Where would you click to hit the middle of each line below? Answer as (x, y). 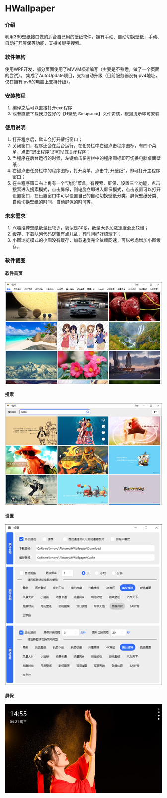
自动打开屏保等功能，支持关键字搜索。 (44, 43)
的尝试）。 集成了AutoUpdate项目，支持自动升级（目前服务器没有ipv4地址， (83, 75)
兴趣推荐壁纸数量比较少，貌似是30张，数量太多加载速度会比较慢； (81, 228)
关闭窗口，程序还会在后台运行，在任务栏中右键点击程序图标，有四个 (82, 146)
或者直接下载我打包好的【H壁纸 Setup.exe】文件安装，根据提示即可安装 (86, 114)
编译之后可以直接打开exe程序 (42, 108)
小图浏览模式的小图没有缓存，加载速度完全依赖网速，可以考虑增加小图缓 (86, 240)
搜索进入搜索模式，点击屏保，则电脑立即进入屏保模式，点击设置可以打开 (86, 189)
